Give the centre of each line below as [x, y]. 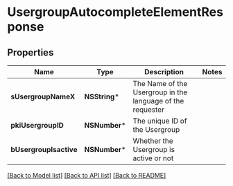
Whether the [153, 141]
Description [164, 72]
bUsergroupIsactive [44, 150]
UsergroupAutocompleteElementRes [115, 12]
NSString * [102, 96]
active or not [153, 158]
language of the [158, 101]
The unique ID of [160, 121]
